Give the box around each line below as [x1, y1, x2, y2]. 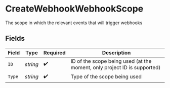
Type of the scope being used [70, 73, 142, 80]
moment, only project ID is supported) [70, 64, 161, 71]
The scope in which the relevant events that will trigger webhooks [5, 20, 143, 26]
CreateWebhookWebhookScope [5, 3, 144, 15]
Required [43, 49, 66, 56]
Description [102, 49, 131, 56]
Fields [5, 34, 25, 43]
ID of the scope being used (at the [70, 57, 152, 64]
